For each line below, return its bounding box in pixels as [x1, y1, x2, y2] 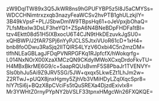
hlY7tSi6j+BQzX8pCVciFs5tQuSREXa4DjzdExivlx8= [6, 82, 133, 89]
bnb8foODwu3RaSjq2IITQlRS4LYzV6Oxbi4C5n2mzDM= [6, 43, 145, 50]
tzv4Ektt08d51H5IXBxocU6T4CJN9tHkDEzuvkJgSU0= [6, 31, 142, 38]
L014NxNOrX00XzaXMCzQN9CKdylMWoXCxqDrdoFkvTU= [6, 57, 153, 63]
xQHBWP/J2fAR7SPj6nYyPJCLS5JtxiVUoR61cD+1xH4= [6, 37, 143, 44]
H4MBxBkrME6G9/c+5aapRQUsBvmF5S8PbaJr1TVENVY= [6, 63, 151, 70]
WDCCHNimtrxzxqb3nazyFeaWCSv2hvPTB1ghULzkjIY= [6, 11, 145, 19]
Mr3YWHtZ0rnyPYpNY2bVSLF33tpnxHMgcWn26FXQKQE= [6, 88, 154, 95]
